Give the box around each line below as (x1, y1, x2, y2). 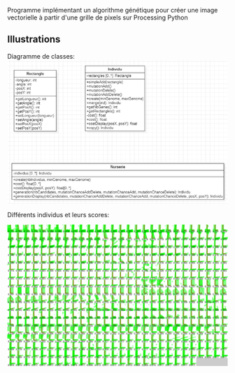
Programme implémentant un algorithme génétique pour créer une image (7, 6, 218, 14)
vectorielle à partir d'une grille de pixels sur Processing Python (7, 13, 188, 22)
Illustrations (7, 34, 61, 45)
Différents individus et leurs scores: (7, 211, 110, 219)
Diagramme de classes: (7, 52, 75, 60)
